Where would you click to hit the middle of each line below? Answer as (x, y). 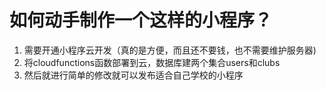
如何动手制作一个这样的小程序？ (141, 20)
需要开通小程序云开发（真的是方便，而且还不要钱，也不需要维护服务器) (170, 50)
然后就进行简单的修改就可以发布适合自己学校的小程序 (133, 75)
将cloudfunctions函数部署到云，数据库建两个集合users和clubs (152, 62)
